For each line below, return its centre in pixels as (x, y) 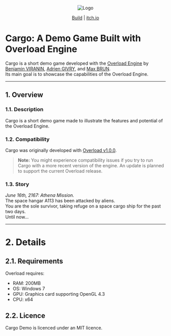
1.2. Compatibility (27, 139)
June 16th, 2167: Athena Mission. (40, 195)
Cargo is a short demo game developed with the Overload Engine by (77, 63)
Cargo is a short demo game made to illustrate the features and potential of (84, 120)
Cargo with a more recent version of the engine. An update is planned (91, 165)
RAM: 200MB (27, 283)
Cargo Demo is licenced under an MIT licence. (54, 328)
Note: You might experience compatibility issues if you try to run (85, 160)
